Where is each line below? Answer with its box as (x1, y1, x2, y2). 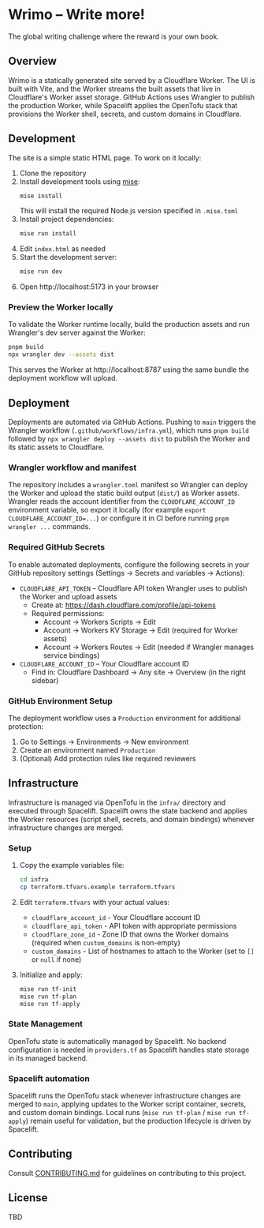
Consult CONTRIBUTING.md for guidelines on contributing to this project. (8, 1168, 247, 1177)
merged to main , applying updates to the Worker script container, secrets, (8, 1099, 247, 1109)
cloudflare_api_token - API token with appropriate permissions (31, 921, 237, 930)
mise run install (19, 230, 77, 238)
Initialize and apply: (19, 970, 83, 979)
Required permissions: (31, 608, 105, 618)
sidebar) (31, 675, 59, 685)
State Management (8, 1019, 84, 1030)
